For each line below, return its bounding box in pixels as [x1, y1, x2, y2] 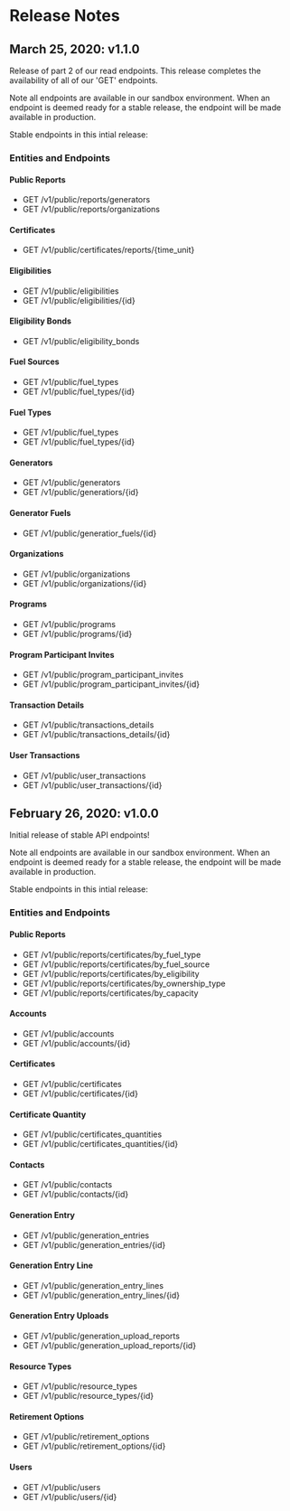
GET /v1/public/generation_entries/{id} [22, 1239, 166, 1250]
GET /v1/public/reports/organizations [22, 204, 161, 215]
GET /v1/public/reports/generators [22, 194, 151, 205]
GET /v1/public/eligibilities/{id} [22, 295, 136, 305]
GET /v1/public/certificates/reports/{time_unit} [22, 245, 195, 256]
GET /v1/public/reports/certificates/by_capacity [22, 987, 199, 999]
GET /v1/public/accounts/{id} [22, 1037, 131, 1048]
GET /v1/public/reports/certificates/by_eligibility [22, 968, 201, 979]
